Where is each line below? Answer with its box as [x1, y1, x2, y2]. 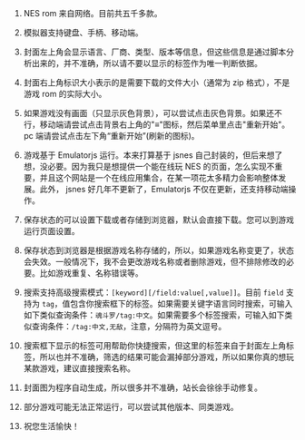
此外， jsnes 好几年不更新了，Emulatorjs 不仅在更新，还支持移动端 [39, 184, 289, 194]
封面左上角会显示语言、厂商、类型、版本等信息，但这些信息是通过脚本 [23, 46, 287, 57]
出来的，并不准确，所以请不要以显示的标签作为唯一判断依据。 [31, 58, 262, 68]
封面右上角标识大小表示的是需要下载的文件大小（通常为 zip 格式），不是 [23, 77, 290, 88]
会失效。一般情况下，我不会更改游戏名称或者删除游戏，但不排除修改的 [23, 257, 287, 267]
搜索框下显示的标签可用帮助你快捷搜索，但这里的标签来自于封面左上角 [23, 340, 287, 351]
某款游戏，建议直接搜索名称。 [23, 363, 135, 374]
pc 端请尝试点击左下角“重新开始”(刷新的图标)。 [23, 131, 200, 141]
